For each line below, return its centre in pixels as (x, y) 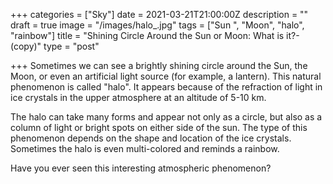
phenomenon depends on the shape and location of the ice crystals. (151, 138)
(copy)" (26, 46)
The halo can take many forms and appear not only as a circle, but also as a (166, 117)
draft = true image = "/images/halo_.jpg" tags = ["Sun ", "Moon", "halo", (157, 25)
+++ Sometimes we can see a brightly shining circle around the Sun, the (159, 65)
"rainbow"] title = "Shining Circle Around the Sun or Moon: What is (147, 35)
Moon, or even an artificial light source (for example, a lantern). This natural (166, 76)
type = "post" (71, 46)
